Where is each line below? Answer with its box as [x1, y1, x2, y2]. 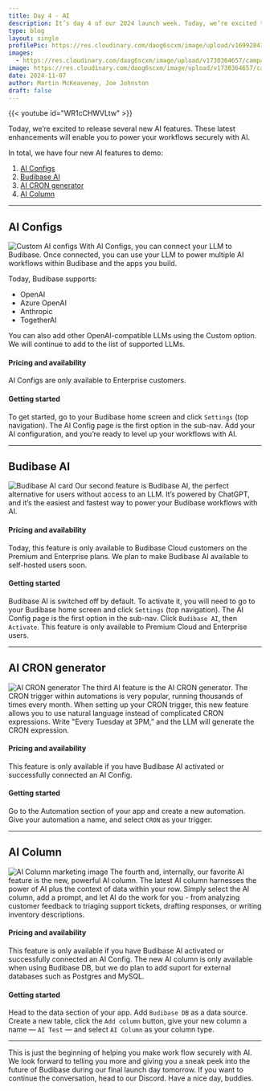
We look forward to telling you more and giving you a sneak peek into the [8, 1056, 251, 1066]
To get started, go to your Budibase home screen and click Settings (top [8, 411, 249, 422]
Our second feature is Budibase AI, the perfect [75, 481, 229, 491]
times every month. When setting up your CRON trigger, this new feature [8, 700, 249, 709]
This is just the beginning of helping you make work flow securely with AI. [8, 1048, 252, 1057]
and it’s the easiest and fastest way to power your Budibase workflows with [8, 498, 258, 508]
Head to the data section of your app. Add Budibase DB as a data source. [8, 1007, 248, 1017]
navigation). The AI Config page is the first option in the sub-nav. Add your [8, 420, 256, 430]
